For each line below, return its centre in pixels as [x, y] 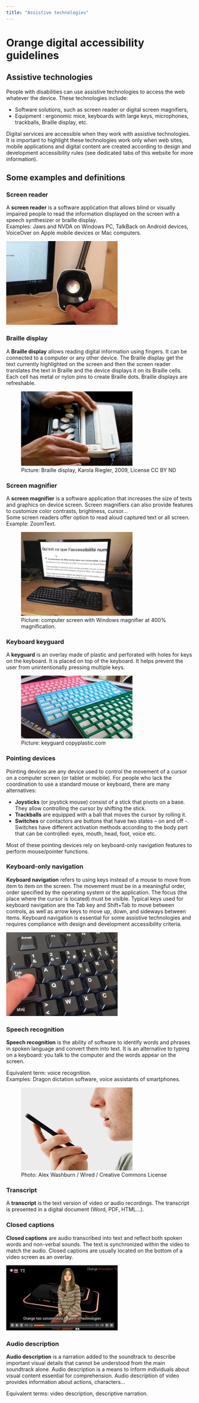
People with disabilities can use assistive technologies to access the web [96, 92]
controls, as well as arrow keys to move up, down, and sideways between [96, 911]
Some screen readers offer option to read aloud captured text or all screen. [98, 517]
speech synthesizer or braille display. [52, 220]
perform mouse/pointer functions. [48, 851]
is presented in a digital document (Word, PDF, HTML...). [75, 1210]
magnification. [39, 626]
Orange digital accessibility [75, 43]
